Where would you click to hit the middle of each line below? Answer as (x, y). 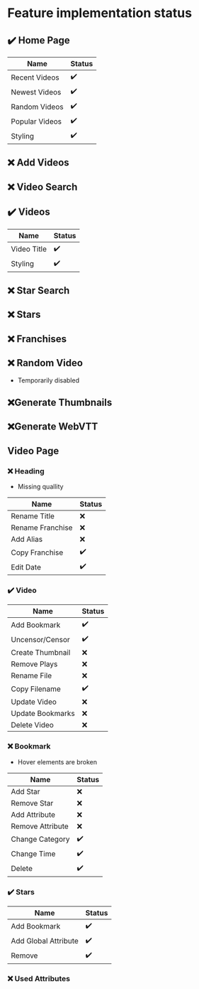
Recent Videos (35, 77)
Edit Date (26, 567)
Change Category (40, 839)
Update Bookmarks (43, 714)
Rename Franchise (42, 528)
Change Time (33, 854)
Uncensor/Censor (41, 639)
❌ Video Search (42, 187)
